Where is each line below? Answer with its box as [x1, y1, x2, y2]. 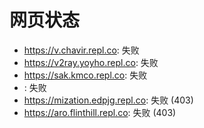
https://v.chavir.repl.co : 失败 [23, 44, 140, 56]
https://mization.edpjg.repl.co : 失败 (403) [23, 94, 194, 106]
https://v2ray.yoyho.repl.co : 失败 [23, 56, 159, 68]
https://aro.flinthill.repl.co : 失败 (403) [23, 106, 177, 118]
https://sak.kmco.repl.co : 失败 [23, 69, 148, 81]
